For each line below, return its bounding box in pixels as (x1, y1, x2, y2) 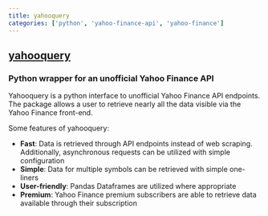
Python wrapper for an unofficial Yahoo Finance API (8, 73, 214, 84)
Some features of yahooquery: (8, 123, 110, 133)
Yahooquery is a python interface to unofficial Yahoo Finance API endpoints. (8, 91, 261, 101)
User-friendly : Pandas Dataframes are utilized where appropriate (19, 182, 237, 191)
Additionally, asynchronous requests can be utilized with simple (19, 147, 231, 157)
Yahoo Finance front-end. (8, 108, 94, 118)
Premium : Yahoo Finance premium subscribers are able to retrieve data (19, 190, 257, 200)
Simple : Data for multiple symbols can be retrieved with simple (19, 165, 229, 174)
